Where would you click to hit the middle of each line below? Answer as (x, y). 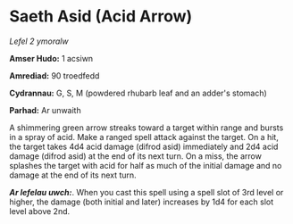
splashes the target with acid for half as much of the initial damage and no (146, 165)
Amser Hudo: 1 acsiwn (51, 58)
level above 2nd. (40, 211)
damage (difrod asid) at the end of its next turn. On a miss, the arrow (135, 156)
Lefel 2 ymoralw (39, 41)
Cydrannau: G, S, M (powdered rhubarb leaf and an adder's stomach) (138, 93)
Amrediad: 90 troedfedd (54, 75)
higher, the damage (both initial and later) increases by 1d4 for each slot (142, 202)
